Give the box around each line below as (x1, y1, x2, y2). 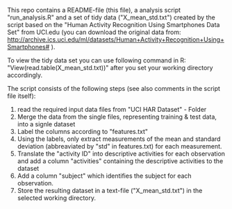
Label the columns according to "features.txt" (17, 128, 148, 135)
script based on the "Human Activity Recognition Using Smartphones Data (7, 21, 220, 28)
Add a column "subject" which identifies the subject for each (17, 172, 192, 180)
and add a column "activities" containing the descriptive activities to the (17, 157, 224, 165)
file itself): (7, 92, 36, 100)
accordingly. (7, 71, 43, 79)
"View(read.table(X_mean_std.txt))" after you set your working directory (7, 64, 213, 72)
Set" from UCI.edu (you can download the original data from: (7, 28, 182, 36)
